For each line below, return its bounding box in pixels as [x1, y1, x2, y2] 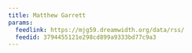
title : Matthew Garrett [8, 11, 87, 19]
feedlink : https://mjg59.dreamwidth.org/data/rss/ [15, 26, 185, 34]
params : [8, 19, 34, 26]
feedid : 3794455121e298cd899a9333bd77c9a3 [15, 33, 157, 41]
